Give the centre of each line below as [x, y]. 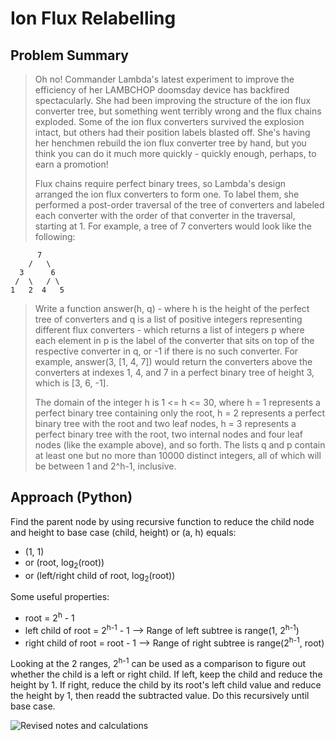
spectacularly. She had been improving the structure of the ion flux [173, 100]
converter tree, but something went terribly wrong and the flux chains [178, 111]
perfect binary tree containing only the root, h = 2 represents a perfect [180, 413]
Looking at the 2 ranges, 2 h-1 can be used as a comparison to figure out [158, 663]
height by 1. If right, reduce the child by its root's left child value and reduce [166, 685]
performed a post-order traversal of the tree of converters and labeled [179, 205]
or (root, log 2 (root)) [64, 563]
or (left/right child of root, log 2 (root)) [100, 576]
